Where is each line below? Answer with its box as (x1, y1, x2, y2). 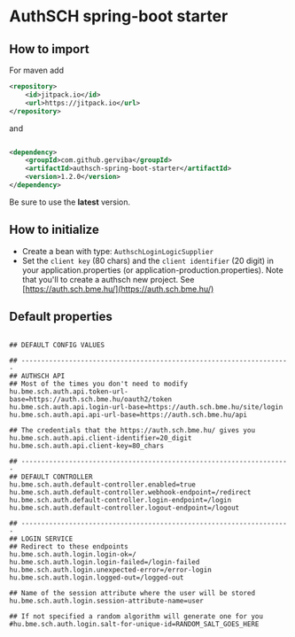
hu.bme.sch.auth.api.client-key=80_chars (9, 441, 165, 450)
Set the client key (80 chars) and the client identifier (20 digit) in (21, 255, 275, 266)
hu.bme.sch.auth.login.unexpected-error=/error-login (9, 565, 213, 574)
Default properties (9, 309, 113, 324)
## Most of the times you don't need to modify (9, 379, 189, 388)
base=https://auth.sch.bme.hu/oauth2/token (9, 394, 173, 404)
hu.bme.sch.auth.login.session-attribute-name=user (9, 596, 204, 605)
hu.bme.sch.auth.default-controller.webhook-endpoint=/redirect (9, 487, 252, 497)
